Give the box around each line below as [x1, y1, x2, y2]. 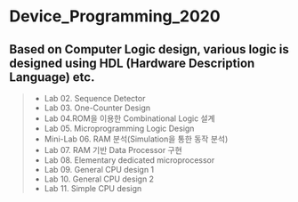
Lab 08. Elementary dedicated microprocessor [44, 155, 215, 166]
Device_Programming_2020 [9, 6, 221, 27]
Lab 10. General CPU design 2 [44, 174, 154, 184]
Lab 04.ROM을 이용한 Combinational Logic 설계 [44, 113, 215, 124]
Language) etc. [9, 69, 95, 85]
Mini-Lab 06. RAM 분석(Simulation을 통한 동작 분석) [44, 133, 229, 144]
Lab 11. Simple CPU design [44, 183, 142, 193]
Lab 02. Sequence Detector [44, 93, 146, 103]
